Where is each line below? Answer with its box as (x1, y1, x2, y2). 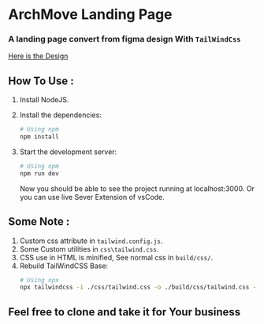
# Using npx (19, 276, 59, 284)
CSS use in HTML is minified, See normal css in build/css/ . (19, 252, 214, 262)
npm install (19, 133, 59, 141)
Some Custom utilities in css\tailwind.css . (19, 244, 159, 253)
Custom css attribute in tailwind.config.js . (19, 236, 163, 245)
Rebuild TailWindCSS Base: (19, 261, 109, 271)
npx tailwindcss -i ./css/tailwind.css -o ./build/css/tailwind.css (19, 283, 250, 292)
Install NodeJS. (19, 95, 69, 105)
